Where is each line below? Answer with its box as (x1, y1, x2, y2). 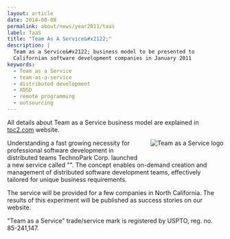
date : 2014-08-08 (7, 16, 57, 23)
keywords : (7, 61, 36, 68)
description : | (7, 42, 51, 49)
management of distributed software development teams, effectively (7, 168, 201, 176)
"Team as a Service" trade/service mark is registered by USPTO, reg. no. (7, 216, 213, 225)
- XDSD (13, 87, 32, 93)
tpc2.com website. (7, 125, 60, 134)
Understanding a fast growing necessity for (7, 139, 130, 147)
